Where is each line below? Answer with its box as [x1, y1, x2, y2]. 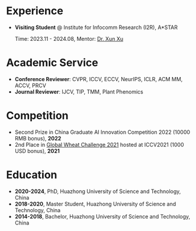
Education [6, 168, 57, 181]
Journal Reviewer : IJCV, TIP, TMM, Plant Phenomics [14, 88, 144, 95]
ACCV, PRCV [14, 82, 46, 89]
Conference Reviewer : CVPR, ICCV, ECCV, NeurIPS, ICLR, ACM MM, [14, 75, 183, 82]
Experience [6, 4, 63, 18]
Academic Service [6, 56, 99, 69]
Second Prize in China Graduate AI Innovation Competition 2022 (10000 [14, 129, 191, 136]
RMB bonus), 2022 [14, 134, 62, 142]
